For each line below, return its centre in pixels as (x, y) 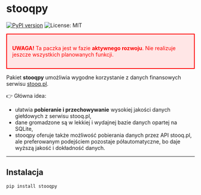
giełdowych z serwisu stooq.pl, (53, 116)
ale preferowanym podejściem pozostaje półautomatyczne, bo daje (98, 141)
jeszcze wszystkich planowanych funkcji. (63, 54)
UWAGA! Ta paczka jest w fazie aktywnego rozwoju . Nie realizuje (94, 48)
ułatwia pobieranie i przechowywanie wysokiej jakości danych (92, 109)
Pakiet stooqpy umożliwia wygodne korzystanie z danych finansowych (94, 77)
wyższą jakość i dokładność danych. (60, 148)
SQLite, (24, 128)
